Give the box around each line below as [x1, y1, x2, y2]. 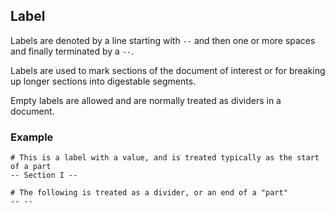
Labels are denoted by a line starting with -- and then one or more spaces [10, 34, 316, 46]
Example [10, 130, 54, 144]
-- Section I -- [10, 170, 78, 181]
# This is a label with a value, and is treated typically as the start [10, 153, 320, 163]
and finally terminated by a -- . [10, 45, 135, 57]
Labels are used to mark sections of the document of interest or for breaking [10, 64, 326, 76]
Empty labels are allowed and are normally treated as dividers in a [10, 94, 282, 106]
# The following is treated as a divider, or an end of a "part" [10, 188, 288, 198]
